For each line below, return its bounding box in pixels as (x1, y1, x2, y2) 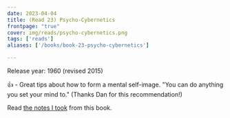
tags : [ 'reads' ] (7, 36, 54, 43)
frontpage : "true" (7, 23, 60, 29)
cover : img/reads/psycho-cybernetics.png (7, 29, 128, 36)
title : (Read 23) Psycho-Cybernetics (7, 16, 116, 23)
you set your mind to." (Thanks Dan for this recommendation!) (7, 91, 182, 98)
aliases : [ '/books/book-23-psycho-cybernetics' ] (7, 42, 149, 49)
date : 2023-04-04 (7, 10, 57, 17)
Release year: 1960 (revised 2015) (7, 67, 103, 75)
